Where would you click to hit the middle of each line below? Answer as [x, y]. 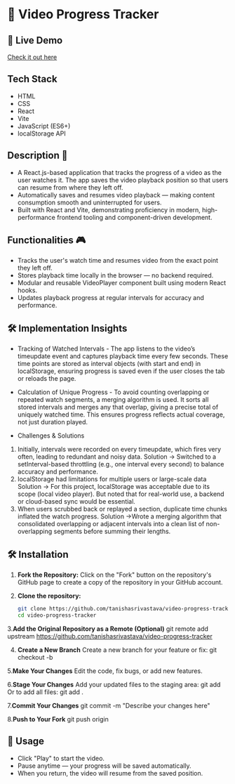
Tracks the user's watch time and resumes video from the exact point [118, 261]
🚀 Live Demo [35, 40]
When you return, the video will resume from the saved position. [110, 773]
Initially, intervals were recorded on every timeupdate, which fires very [119, 450]
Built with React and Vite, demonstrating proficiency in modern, [109, 209]
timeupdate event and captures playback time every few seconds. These [123, 356]
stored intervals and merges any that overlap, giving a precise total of [118, 407]
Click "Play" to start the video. [61, 758]
